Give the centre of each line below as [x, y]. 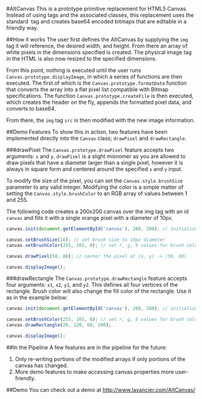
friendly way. [22, 28]
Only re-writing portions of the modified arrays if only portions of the [100, 359]
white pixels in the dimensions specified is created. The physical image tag [99, 52]
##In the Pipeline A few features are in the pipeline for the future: [87, 347]
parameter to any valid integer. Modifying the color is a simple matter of [95, 187]
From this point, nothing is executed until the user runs [74, 70]
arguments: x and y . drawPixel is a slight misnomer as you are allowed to [96, 156]
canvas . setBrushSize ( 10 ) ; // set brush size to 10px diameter [86, 240]
